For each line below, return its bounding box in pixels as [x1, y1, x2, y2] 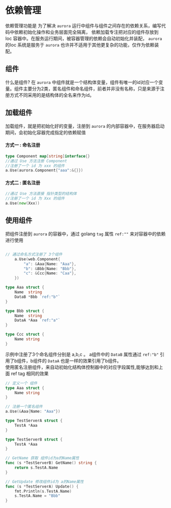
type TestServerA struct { [5, 418, 63, 424]
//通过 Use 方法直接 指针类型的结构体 [5, 191, 77, 196]
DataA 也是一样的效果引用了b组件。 [47, 358, 121, 364]
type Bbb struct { [5, 308, 44, 314]
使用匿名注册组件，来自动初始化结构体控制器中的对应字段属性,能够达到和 [5, 364, 159, 370]
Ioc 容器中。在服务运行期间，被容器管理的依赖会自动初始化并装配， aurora [5, 35, 162, 41]
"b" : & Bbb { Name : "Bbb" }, [23, 266, 77, 271]
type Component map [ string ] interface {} [5, 153, 90, 159]
